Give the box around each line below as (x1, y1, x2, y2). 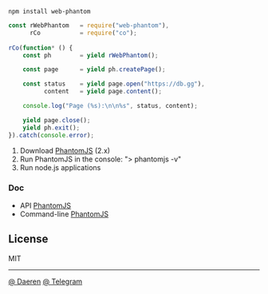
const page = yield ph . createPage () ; (22, 66, 166, 73)
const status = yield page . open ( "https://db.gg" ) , (22, 80, 205, 88)
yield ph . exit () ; (22, 124, 81, 132)
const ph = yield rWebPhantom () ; (22, 51, 159, 59)
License (8, 232, 49, 246)
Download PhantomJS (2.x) (19, 145, 110, 155)
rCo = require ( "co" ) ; (29, 29, 137, 37)
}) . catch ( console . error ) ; (8, 131, 94, 139)
